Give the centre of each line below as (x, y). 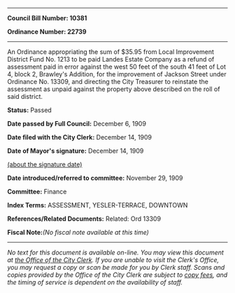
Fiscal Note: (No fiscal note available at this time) (78, 232)
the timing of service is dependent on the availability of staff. (95, 282)
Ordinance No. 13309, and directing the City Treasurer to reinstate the (108, 82)
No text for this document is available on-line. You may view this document (115, 252)
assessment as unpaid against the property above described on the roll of (114, 89)
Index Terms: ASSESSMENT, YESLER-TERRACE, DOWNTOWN (98, 205)
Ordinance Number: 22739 (47, 32)
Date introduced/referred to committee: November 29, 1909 (95, 178)
